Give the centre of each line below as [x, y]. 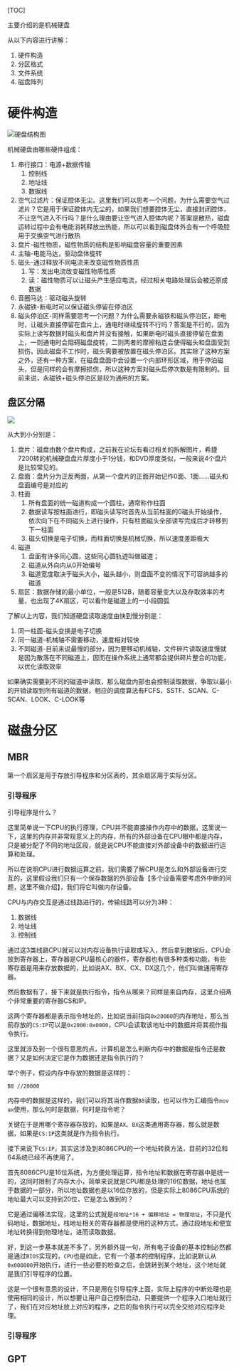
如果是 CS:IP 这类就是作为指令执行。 [71, 1133]
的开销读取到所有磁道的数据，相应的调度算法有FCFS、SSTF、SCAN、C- [113, 690]
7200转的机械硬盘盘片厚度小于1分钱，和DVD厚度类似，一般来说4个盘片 [122, 458]
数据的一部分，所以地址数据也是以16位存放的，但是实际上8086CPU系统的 [121, 1190]
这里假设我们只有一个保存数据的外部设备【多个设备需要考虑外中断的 [126, 878]
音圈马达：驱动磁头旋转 [52, 297]
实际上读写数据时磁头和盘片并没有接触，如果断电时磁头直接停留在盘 [117, 333]
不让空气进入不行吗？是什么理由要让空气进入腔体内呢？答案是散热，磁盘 [123, 218]
